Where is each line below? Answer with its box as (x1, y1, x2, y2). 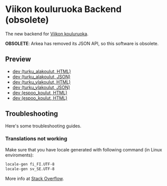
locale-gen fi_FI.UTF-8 (5, 161, 55, 166)
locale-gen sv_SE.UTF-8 (5, 166, 55, 171)
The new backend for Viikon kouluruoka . (5, 31, 88, 37)
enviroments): (5, 152, 34, 158)
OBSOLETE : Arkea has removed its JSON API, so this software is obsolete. (5, 40, 159, 46)
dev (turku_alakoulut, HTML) (12, 68, 71, 74)
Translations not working (5, 135, 67, 142)
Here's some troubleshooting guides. (5, 123, 81, 129)
